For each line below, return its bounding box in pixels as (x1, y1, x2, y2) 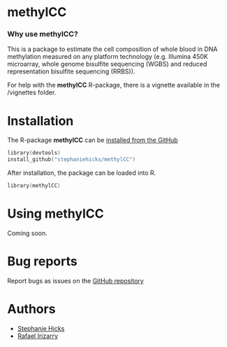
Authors (7, 302, 56, 317)
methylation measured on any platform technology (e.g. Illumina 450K (7, 52, 208, 61)
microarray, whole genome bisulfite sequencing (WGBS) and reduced (7, 60, 207, 69)
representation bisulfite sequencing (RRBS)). (7, 67, 136, 76)
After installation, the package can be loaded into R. (7, 169, 156, 177)
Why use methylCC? (7, 29, 78, 39)
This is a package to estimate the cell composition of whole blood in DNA (7, 45, 218, 53)
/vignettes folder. (7, 88, 57, 97)
